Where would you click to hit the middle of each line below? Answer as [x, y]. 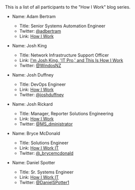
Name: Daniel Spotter [34, 162]
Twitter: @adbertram [40, 31]
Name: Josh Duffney [33, 75]
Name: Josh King [29, 46]
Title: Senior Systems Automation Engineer [62, 26]
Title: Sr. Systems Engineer [47, 172]
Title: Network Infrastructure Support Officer [64, 55]
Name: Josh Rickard [32, 104]
